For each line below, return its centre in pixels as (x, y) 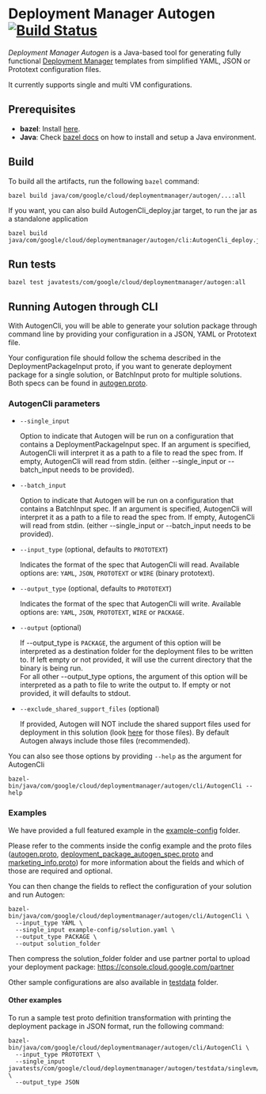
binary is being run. (51, 668)
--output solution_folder (58, 944)
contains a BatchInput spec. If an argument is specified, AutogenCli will (136, 509)
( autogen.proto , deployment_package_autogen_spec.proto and (111, 854)
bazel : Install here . (50, 128)
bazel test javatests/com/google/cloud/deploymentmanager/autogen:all (127, 283)
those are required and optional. (61, 871)
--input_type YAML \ (49, 923)
